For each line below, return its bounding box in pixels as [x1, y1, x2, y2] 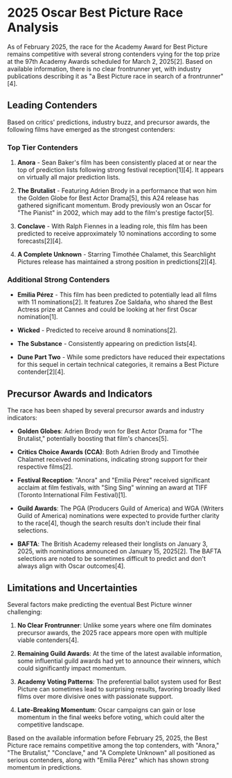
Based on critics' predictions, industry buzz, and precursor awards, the [7, 118, 210, 126]
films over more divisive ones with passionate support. [17, 692, 173, 700]
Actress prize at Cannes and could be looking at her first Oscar [17, 305, 197, 313]
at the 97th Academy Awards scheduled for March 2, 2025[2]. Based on [7, 57, 213, 65]
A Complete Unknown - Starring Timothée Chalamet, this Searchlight [17, 250, 216, 259]
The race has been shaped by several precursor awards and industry [7, 406, 204, 415]
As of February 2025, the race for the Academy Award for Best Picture [7, 42, 208, 51]
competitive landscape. [17, 720, 84, 729]
